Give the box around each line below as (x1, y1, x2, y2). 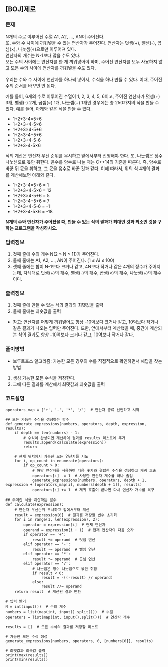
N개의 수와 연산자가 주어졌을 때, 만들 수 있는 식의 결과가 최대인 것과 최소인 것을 (5, 219, 157, 225)
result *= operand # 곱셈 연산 (32, 556, 96, 562)
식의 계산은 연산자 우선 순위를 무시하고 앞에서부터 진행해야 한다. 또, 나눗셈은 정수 (5, 152, 163, 159)
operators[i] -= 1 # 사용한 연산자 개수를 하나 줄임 (32, 473, 133, 478)
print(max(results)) (5, 652, 49, 658)
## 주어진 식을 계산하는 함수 (5, 497, 57, 503)
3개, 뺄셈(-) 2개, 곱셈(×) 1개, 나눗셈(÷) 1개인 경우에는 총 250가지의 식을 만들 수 (5, 99, 159, 105)
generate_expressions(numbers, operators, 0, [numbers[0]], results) (5, 638, 154, 643)
